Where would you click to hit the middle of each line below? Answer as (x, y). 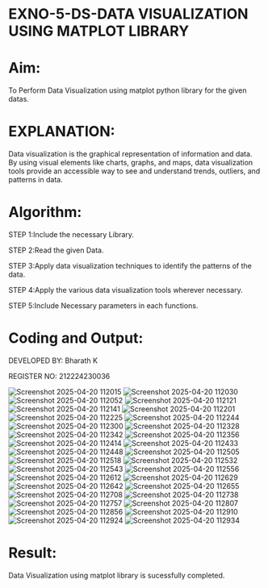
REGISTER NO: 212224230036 (59, 376)
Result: (33, 553)
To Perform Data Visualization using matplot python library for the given (128, 90)
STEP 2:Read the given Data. (56, 250)
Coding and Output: (76, 338)
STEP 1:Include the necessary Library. (71, 234)
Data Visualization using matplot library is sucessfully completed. (117, 575)
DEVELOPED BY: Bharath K (53, 361)
